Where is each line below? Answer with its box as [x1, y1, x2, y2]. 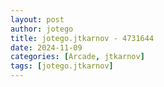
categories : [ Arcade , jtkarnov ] [10, 52, 145, 62]
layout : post [10, 14, 65, 25]
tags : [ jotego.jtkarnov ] [10, 61, 114, 71]
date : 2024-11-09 [10, 42, 83, 53]
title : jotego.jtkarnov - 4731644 [10, 33, 155, 43]
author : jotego [10, 24, 74, 34]
